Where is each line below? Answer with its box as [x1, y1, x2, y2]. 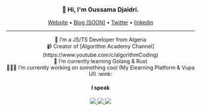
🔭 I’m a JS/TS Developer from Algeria [54, 36, 147, 44]
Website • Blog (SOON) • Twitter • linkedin [47, 19, 154, 26]
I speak [91, 84, 110, 91]
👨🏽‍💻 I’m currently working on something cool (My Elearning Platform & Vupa [6, 64, 195, 71]
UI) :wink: [89, 70, 112, 78]
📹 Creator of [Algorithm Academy [47, 43, 131, 50]
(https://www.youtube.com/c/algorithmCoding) [42, 51, 159, 58]
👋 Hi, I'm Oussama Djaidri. [62, 5, 139, 14]
